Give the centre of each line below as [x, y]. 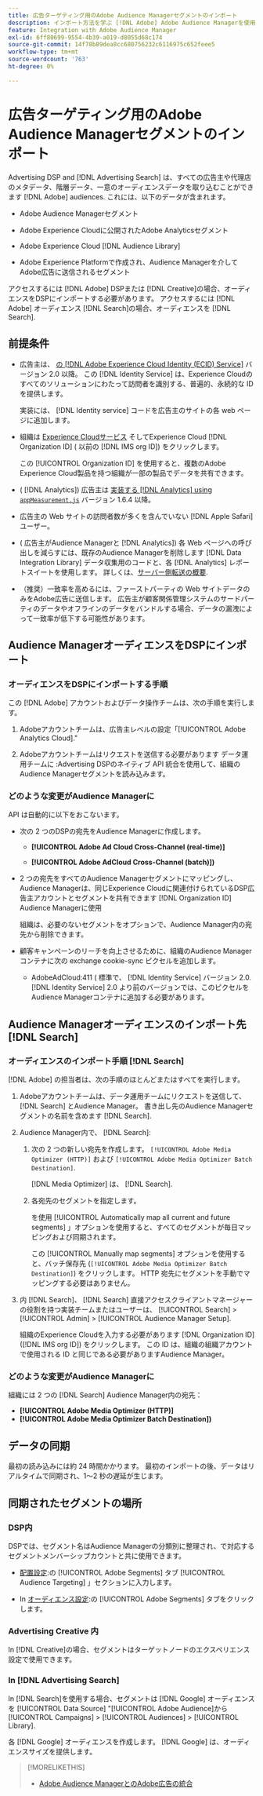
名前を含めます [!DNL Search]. [103, 1116]
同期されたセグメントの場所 [75, 1503]
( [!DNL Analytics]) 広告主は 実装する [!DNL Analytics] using [116, 489]
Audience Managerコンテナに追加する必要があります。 [120, 997]
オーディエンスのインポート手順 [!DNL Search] [96, 1060]
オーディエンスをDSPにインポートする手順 [88, 684]
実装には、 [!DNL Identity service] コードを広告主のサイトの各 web [128, 410]
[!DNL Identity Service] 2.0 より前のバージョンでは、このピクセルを [140, 987]
